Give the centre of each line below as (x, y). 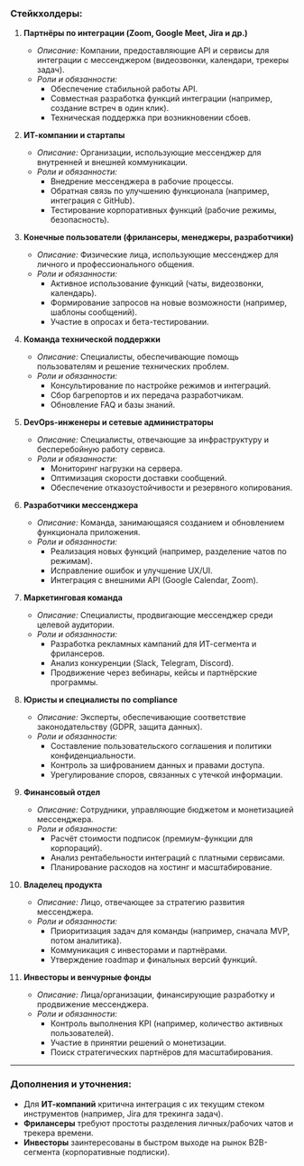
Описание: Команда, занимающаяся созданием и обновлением (161, 523)
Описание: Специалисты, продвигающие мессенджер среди (155, 615)
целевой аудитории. (76, 625)
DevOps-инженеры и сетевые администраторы (119, 422)
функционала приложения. (88, 532)
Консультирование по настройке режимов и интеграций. (161, 385)
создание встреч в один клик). (110, 108)
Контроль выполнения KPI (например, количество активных (166, 1023)
